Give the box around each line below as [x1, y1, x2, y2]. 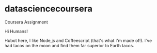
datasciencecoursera [4, 3, 93, 14]
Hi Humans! [4, 28, 28, 34]
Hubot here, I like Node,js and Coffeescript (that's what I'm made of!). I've [4, 37, 152, 43]
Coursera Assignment [4, 19, 48, 25]
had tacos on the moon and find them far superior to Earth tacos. [4, 42, 134, 48]
